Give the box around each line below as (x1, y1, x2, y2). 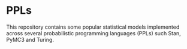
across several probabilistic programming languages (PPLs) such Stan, (6, 29, 181, 36)
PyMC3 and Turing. (6, 36, 54, 43)
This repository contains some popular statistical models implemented (6, 23, 180, 30)
